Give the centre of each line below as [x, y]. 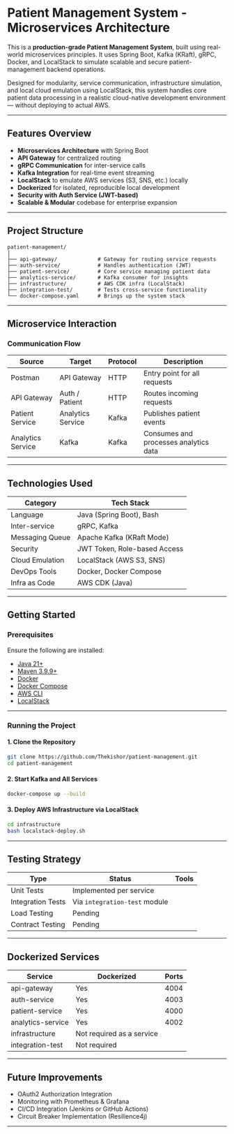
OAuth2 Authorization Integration [65, 1094]
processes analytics [177, 443]
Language [27, 515]
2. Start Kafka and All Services [52, 779]
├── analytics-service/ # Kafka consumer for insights [98, 277]
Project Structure [45, 231]
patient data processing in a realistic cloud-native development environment [117, 97]
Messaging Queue [41, 538]
